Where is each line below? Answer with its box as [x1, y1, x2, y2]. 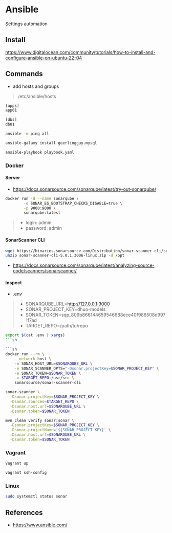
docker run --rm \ [5, 352, 45, 357]
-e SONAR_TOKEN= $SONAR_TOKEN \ [14, 371, 81, 376]
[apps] [5, 103, 19, 108]
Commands [5, 69, 44, 78]
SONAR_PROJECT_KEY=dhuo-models [25, 306, 106, 313]
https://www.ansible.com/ [12, 522, 68, 528]
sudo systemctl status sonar [5, 494, 68, 499]
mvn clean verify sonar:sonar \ [5, 418, 74, 423]
